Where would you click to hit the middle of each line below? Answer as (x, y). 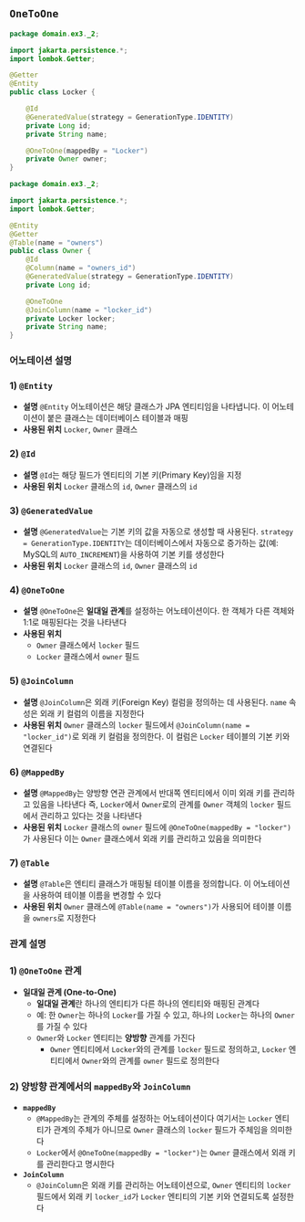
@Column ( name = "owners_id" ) (81, 269)
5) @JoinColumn (42, 681)
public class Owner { (51, 251)
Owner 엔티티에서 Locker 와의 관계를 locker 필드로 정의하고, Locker (168, 1049)
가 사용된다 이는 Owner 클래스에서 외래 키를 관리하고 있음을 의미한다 (142, 838)
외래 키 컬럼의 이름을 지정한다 (92, 713)
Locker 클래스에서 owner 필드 (88, 657)
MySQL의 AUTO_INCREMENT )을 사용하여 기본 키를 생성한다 (123, 554)
